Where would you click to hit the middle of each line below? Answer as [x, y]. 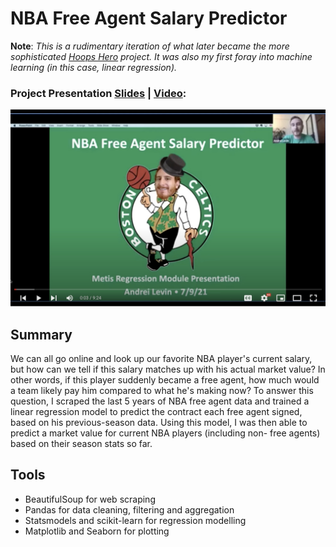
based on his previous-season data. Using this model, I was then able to [159, 423]
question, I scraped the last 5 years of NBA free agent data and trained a [160, 401]
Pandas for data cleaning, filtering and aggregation [129, 509]
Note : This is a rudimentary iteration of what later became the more [150, 46]
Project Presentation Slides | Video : [98, 93]
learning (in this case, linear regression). [94, 67]
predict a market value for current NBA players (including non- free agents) [165, 433]
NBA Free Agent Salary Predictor [149, 18]
